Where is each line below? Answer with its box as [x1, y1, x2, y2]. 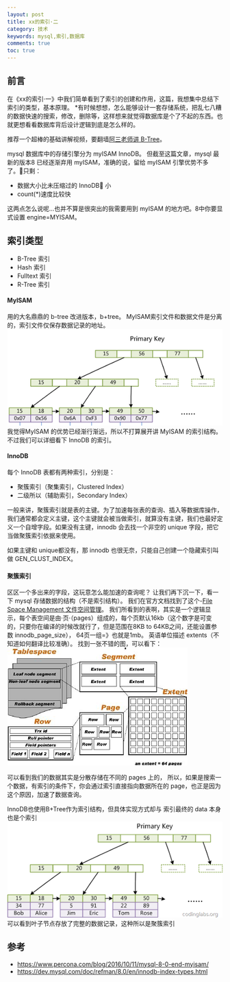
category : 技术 [7, 25, 49, 32]
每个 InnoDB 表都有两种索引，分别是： [7, 468, 115, 476]
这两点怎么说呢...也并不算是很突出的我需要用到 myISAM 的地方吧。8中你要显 [7, 204, 223, 213]
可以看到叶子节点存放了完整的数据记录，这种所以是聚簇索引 [7, 919, 175, 927]
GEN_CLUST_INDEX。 [14, 555, 77, 562]
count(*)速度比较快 [16, 189, 71, 198]
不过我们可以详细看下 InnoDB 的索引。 [7, 435, 115, 444]
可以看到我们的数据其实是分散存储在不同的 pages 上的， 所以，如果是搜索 [7, 774, 216, 782]
